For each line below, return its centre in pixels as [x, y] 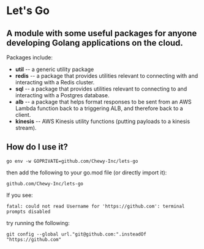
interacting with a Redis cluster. [55, 82]
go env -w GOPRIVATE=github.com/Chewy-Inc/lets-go [72, 161]
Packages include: [30, 58]
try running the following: [38, 223]
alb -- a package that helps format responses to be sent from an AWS [103, 102]
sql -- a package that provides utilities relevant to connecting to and [101, 89]
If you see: [20, 195]
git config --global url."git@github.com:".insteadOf [77, 234]
